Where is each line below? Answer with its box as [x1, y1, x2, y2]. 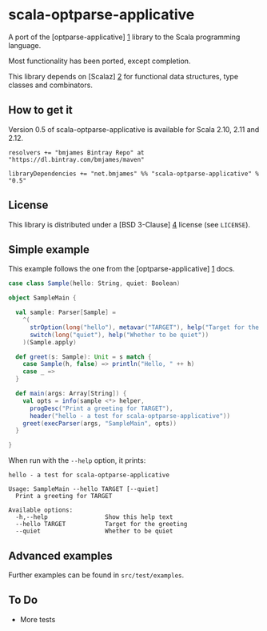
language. [8, 40, 42, 50]
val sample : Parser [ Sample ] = [15, 308, 116, 317]
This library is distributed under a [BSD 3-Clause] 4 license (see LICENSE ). [8, 219, 250, 229]
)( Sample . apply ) [22, 338, 78, 346]
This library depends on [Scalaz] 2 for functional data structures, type [8, 71, 238, 81]
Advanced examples [8, 549, 114, 562]
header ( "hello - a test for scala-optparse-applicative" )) [29, 412, 230, 420]
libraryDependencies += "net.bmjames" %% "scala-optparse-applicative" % [8, 170, 260, 178]
